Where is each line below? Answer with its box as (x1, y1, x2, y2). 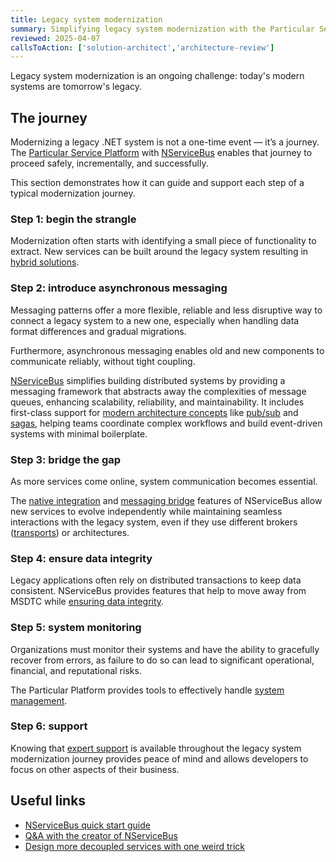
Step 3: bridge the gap (10, 452, 122, 466)
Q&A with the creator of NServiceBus (24, 829, 178, 841)
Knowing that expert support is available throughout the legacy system (10, 742, 302, 754)
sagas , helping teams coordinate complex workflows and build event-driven (10, 417, 323, 429)
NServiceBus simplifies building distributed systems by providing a (10, 374, 286, 386)
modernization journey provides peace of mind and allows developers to (10, 752, 309, 765)
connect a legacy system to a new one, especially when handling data (10, 314, 300, 326)
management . (10, 694, 68, 706)
